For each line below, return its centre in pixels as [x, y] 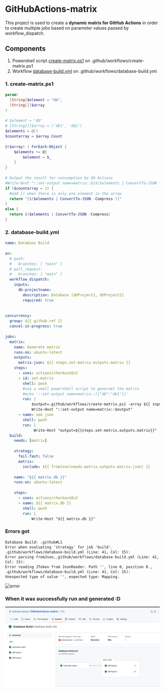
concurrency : [18, 316]
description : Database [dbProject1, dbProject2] [73, 295]
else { [12, 209]
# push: [17, 258]
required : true [38, 300]
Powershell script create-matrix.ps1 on [51, 61]
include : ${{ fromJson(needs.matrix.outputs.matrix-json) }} [87, 467]
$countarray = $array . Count [34, 137]
